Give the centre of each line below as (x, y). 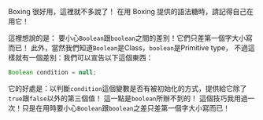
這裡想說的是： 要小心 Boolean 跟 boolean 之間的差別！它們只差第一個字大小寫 (131, 38)
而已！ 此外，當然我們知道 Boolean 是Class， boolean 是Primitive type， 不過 (128, 48)
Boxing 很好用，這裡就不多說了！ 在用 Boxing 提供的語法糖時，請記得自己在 (131, 11)
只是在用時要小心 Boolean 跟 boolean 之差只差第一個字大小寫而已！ (126, 107)
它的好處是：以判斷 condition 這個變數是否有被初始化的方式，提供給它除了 (128, 88)
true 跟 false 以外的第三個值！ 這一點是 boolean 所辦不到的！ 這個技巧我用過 (128, 98)
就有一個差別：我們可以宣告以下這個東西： (84, 58)
